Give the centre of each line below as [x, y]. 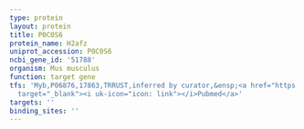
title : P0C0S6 [37, 35]
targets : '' [32, 102]
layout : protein [40, 26]
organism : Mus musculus [55, 69]
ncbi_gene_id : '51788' [52, 60]
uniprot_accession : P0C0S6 [61, 52]
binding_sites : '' [44, 111]
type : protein [37, 18]
